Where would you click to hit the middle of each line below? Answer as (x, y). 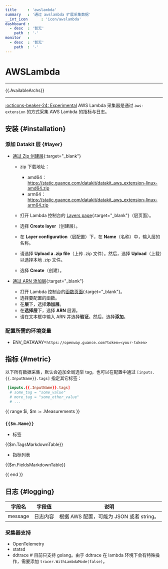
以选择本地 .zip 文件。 (42, 260)
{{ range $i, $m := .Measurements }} (42, 411)
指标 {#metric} (28, 359)
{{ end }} (14, 474)
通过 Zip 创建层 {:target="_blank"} (47, 156)
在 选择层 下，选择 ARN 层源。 (50, 310)
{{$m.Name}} (20, 423)
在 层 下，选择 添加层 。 (42, 304)
